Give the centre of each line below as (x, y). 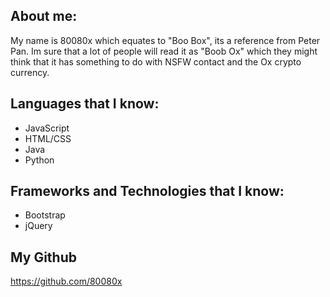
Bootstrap (45, 215)
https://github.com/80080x (66, 281)
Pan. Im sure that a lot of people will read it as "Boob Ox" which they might (164, 51)
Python (39, 160)
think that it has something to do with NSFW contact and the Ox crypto (156, 61)
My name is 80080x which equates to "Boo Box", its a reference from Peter (165, 40)
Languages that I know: (85, 104)
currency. (30, 72)
